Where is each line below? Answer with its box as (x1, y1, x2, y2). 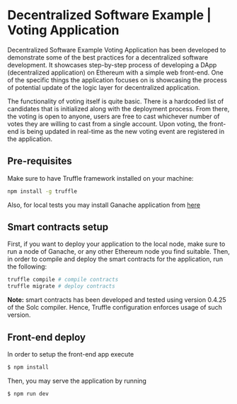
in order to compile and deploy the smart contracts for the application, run (7, 255, 224, 264)
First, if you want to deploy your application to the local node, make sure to (7, 240, 226, 248)
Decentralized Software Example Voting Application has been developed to (7, 45, 226, 54)
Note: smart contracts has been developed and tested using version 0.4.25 (7, 296, 226, 304)
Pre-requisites (7, 155, 72, 167)
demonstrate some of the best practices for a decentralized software (7, 53, 209, 62)
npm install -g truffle (7, 188, 78, 195)
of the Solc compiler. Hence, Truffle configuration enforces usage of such (7, 303, 223, 312)
